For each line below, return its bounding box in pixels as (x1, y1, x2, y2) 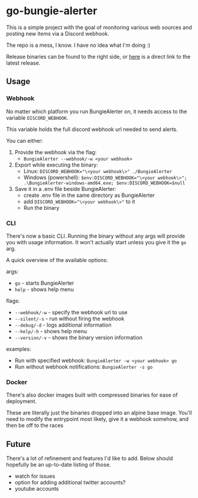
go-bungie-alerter (6, 4, 98, 18)
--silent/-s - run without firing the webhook (14, 315, 125, 322)
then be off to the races (6, 422, 64, 429)
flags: (6, 297, 20, 304)
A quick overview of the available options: (6, 256, 108, 263)
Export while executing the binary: (14, 161, 99, 168)
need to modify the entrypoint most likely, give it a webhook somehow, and (6, 416, 189, 423)
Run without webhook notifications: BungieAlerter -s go (14, 363, 153, 370)
